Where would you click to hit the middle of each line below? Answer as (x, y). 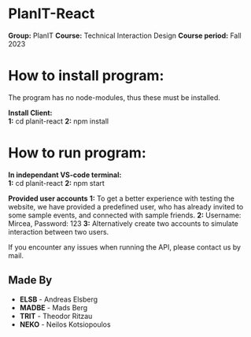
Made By (30, 280)
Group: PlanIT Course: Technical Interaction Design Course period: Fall (125, 35)
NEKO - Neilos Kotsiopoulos (65, 324)
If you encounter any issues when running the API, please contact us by (125, 247)
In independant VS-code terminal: (65, 175)
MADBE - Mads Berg (54, 307)
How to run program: (78, 153)
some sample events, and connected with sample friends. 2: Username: (125, 215)
